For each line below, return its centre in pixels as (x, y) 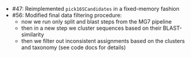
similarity (33, 35)
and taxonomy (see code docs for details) (74, 47)
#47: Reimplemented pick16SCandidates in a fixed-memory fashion (95, 9)
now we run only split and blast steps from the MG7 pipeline (96, 22)
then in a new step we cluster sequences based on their (91, 28)
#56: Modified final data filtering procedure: (67, 15)
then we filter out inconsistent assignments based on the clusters (103, 41)
